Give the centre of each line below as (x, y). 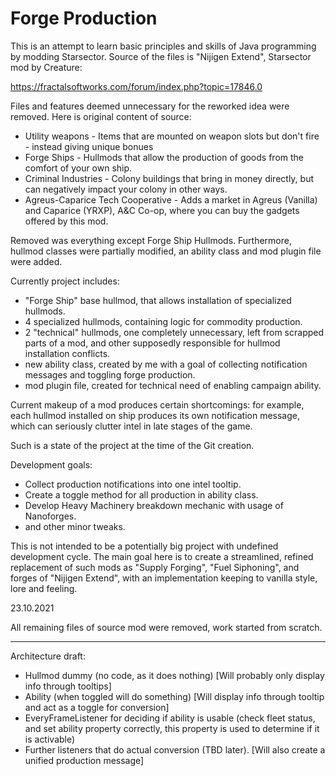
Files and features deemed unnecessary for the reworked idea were (150, 106)
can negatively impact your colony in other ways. (126, 189)
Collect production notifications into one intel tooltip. (133, 484)
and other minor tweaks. (75, 526)
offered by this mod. (66, 221)
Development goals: (51, 464)
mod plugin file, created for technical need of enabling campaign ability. (173, 385)
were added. (36, 261)
